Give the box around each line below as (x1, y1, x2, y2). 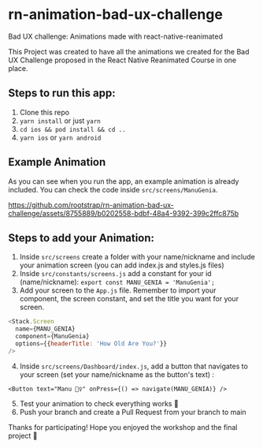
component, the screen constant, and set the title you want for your (19, 294, 239, 304)
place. (8, 63, 29, 73)
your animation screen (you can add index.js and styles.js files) (19, 260, 224, 270)
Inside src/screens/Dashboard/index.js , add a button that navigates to (19, 361, 248, 371)
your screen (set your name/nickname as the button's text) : (19, 369, 215, 379)
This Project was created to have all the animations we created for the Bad (8, 47, 250, 56)
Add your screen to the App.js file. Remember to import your (19, 286, 217, 295)
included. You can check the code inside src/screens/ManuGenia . (8, 185, 218, 194)
